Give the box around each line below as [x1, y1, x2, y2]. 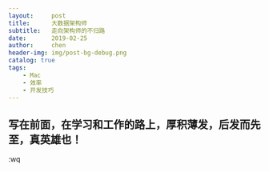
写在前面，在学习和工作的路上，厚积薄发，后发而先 [8, 118, 261, 131]
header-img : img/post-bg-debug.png [8, 49, 127, 57]
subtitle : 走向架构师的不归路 [8, 26, 106, 34]
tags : [8, 64, 26, 72]
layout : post [8, 11, 66, 20]
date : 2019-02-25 [8, 34, 88, 42]
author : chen [8, 42, 66, 50]
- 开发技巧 [22, 86, 54, 94]
